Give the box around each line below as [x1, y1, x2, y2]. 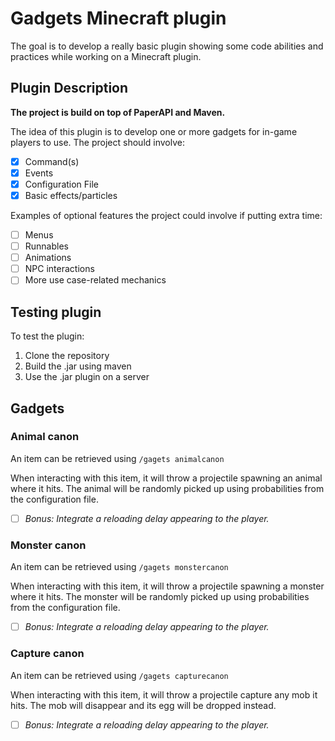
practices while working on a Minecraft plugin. [10, 50, 202, 62]
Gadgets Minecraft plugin [10, 7, 227, 30]
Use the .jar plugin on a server [24, 371, 150, 383]
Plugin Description [10, 80, 129, 97]
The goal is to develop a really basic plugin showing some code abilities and [10, 40, 324, 52]
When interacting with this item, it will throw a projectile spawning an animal [10, 472, 323, 484]
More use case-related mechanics [24, 274, 167, 286]
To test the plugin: [10, 330, 85, 342]
